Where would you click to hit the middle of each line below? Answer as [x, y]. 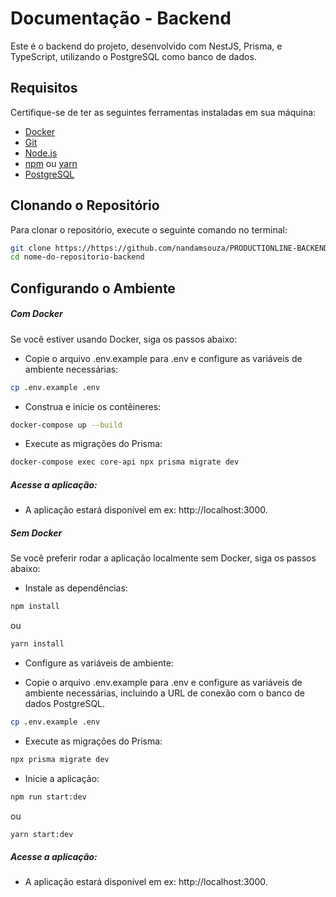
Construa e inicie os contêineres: [93, 406]
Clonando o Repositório [85, 205]
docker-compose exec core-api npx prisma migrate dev [125, 462]
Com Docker [36, 314]
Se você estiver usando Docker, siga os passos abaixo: [124, 339]
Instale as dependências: [76, 588]
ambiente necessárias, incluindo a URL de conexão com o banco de [164, 693]
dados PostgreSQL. [65, 703]
